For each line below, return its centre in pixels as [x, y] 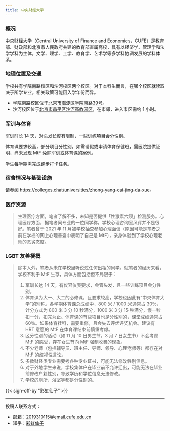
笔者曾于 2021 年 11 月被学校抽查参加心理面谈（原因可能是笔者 [91, 229]
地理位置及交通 [24, 74]
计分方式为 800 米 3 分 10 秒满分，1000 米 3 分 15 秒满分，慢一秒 [93, 310]
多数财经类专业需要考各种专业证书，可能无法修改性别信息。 [87, 361]
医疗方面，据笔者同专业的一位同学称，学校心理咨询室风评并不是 [89, 223]
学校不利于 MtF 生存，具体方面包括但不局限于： [67, 275]
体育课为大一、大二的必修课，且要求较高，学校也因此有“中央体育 [93, 298]
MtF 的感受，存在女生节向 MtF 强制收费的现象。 [75, 342]
